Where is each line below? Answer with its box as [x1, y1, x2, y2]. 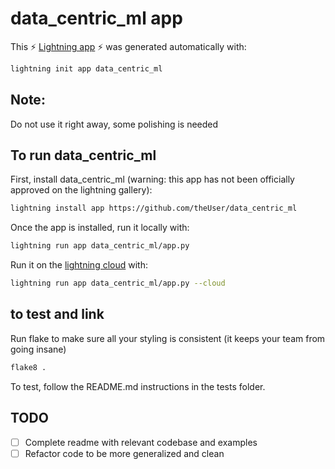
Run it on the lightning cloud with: [10, 259, 148, 271]
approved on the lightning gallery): [10, 184, 153, 196]
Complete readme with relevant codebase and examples [24, 436, 258, 448]
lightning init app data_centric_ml [10, 63, 163, 74]
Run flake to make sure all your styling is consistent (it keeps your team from [10, 332, 326, 344]
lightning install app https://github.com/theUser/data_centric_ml [10, 203, 298, 214]
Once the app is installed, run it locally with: [10, 222, 190, 234]
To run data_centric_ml [10, 147, 157, 164]
